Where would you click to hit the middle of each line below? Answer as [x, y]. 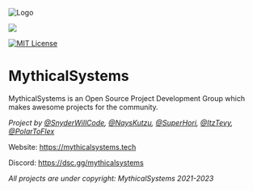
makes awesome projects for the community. [84, 107]
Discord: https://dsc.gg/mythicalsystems [76, 163]
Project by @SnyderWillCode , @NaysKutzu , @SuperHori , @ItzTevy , [120, 122]
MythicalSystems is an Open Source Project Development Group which [126, 98]
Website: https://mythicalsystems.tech [72, 146]
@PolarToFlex [32, 131]
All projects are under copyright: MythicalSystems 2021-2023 [111, 178]
